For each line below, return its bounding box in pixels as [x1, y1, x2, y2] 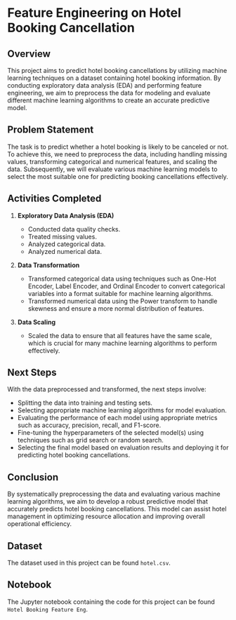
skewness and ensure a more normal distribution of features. [27, 304, 205, 313]
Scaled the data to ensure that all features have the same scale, [27, 331, 212, 339]
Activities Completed [7, 193, 102, 205]
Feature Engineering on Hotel [7, 5, 181, 21]
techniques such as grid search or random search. [17, 436, 164, 445]
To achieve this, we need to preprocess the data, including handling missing [7, 149, 228, 159]
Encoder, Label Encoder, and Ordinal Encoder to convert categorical [27, 282, 225, 290]
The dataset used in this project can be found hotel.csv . [7, 559, 171, 567]
